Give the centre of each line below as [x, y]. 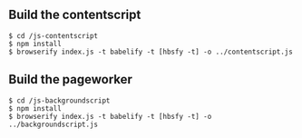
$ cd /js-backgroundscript [59, 100]
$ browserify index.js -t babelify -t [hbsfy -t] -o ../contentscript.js [151, 52]
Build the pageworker [71, 79]
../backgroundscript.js [54, 124]
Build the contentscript [75, 15]
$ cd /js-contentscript [54, 35]
